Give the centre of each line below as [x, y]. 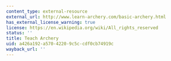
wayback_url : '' [26, 49]
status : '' [19, 33]
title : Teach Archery [33, 38]
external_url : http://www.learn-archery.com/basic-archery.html [86, 17]
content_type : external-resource [47, 11]
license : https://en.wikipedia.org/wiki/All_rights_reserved [82, 28]
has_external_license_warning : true [51, 22]
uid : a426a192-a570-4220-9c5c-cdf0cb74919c [60, 44]
